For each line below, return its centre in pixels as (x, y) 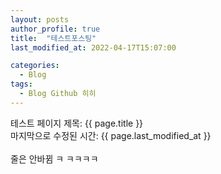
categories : (35, 66)
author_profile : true (55, 29)
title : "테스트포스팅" (53, 38)
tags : (21, 84)
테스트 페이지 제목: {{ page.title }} (77, 123)
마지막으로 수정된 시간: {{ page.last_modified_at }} (111, 135)
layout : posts (40, 19)
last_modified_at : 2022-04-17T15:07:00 (93, 47)
